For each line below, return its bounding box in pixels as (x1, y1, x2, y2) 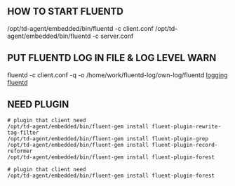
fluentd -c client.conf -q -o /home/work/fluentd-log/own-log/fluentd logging (7, 70, 228, 79)
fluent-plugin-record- (152, 142, 218, 149)
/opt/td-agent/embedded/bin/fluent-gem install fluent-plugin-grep (7, 135, 209, 142)
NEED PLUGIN (7, 98, 69, 111)
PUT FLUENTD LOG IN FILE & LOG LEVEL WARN (7, 52, 217, 64)
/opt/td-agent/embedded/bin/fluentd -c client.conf (7, 24, 154, 32)
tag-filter (7, 129, 39, 136)
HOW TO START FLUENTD (7, 6, 124, 18)
